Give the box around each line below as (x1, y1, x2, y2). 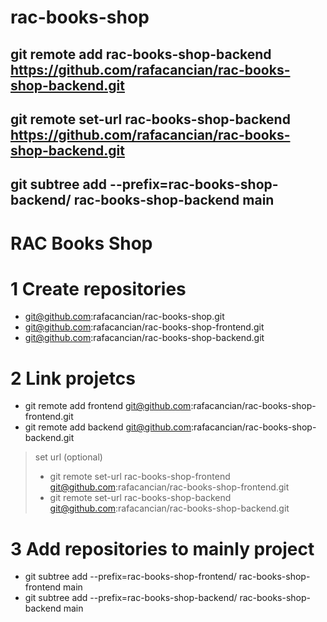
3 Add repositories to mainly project (10, 537, 315, 560)
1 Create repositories (10, 277, 187, 300)
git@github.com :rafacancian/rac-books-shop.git (24, 311, 225, 323)
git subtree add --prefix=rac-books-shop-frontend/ (24, 571, 237, 583)
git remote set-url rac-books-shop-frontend (49, 471, 231, 483)
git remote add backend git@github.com (24, 421, 192, 433)
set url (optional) (34, 451, 103, 463)
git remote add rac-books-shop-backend (10, 46, 272, 63)
